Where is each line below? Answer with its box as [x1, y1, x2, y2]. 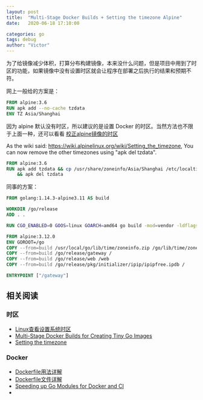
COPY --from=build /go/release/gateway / [6, 250, 112, 257]
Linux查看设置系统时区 [14, 325, 71, 332]
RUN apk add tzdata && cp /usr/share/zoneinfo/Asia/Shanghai [6, 166, 164, 172]
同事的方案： [6, 183, 38, 190]
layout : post [6, 8, 39, 15]
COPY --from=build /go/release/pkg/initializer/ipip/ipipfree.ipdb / [6, 262, 185, 268]
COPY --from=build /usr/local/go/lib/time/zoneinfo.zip [6, 245, 150, 251]
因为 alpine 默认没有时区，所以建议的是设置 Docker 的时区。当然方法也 [6, 122, 183, 130]
